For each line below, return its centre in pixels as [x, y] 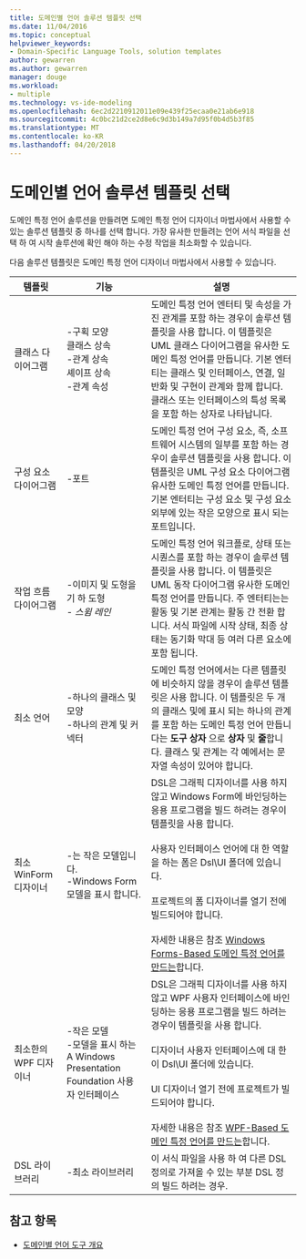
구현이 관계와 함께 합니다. [232, 386]
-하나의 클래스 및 [102, 697]
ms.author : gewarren [49, 69]
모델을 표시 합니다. [104, 894]
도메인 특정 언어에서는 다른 [205, 670]
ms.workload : [34, 86]
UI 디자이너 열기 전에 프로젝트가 [215, 1089]
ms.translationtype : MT [55, 128]
